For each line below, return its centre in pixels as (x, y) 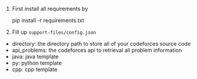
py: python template (37, 63)
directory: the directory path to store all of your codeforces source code (101, 44)
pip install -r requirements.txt (48, 20)
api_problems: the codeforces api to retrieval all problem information (97, 50)
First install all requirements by (50, 9)
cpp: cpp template (35, 69)
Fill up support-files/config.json (54, 32)
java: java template (35, 56)
